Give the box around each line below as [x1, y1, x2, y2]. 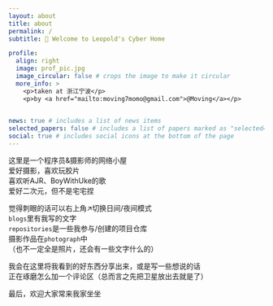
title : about [8, 20, 53, 28]
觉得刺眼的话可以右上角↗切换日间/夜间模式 [8, 203, 152, 212]
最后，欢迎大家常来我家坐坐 [8, 288, 102, 298]
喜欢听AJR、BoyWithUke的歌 [8, 176, 106, 186]
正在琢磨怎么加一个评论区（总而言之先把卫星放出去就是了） [8, 271, 208, 281]
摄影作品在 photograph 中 [8, 234, 88, 243]
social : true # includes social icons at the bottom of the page [8, 132, 234, 141]
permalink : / [8, 27, 53, 35]
